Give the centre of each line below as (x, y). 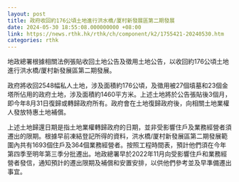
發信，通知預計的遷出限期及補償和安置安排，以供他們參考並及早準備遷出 (126, 163)
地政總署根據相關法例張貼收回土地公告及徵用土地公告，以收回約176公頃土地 (118, 62)
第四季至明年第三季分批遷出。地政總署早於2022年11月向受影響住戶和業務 (114, 154)
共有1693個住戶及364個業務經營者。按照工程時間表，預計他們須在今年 (123, 145)
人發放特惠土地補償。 (38, 112)
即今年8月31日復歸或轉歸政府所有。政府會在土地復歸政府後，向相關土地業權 (118, 103)
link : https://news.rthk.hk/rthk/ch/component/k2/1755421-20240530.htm (116, 34)
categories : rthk (33, 41)
